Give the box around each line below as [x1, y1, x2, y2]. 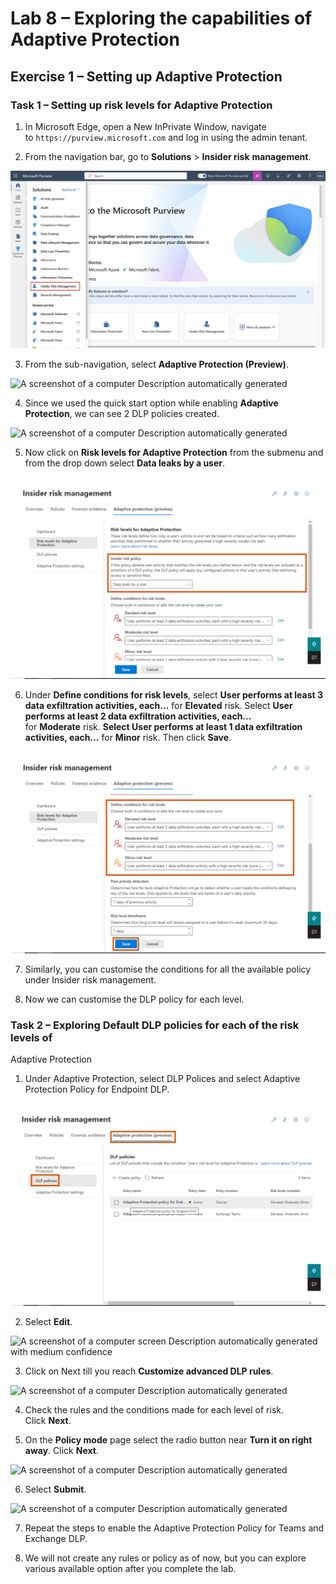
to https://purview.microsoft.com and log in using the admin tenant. [24, 131, 308, 143]
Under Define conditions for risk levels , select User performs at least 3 [24, 688, 324, 701]
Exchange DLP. [24, 1532, 88, 1544]
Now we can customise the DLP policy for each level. [24, 993, 245, 1005]
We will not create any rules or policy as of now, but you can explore [24, 1552, 307, 1564]
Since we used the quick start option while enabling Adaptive [24, 397, 279, 409]
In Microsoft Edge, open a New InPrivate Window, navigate [24, 120, 267, 132]
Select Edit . [24, 1315, 73, 1327]
